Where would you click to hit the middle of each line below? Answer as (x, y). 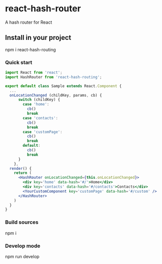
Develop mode (23, 246)
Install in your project (38, 38)
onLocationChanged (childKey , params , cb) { (56, 95)
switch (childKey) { (39, 100)
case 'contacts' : (40, 118)
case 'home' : (36, 104)
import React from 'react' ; (34, 73)
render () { (21, 168)
